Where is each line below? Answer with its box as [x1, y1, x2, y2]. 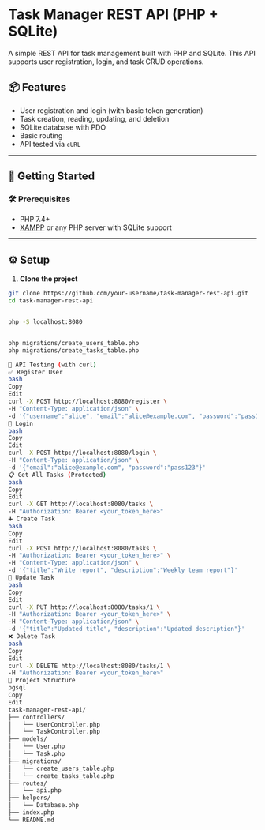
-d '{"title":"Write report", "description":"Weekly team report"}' [8, 566, 238, 574]
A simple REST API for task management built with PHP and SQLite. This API [8, 48, 256, 58]
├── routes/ [8, 779, 47, 787]
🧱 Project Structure [8, 677, 77, 685]
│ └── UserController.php [8, 720, 101, 728]
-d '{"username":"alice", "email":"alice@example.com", [8, 412, 196, 420]
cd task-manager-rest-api [8, 297, 93, 305]
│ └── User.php [8, 742, 65, 751]
